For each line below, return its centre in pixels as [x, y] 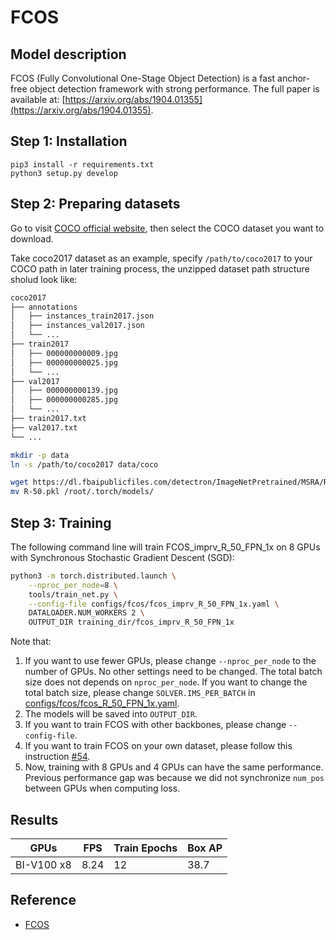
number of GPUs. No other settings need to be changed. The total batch [173, 672]
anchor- [293, 78]
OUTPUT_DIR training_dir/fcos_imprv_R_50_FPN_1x [131, 622]
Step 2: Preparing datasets [95, 204]
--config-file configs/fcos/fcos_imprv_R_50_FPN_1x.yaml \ [154, 604]
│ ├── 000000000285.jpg [64, 400]
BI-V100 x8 [43, 864]
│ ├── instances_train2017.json [82, 316]
